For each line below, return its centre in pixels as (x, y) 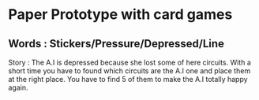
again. (19, 87)
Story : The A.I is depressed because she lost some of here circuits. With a (129, 62)
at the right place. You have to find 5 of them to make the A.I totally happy (128, 79)
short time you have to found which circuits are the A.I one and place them (129, 71)
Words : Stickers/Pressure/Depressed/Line (116, 44)
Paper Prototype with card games (120, 15)
